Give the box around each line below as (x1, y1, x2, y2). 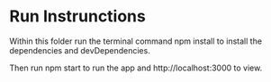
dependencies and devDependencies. (9, 45, 150, 55)
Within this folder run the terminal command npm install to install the (9, 36, 263, 46)
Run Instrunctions (9, 6, 146, 27)
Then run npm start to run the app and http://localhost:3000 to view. (9, 62, 263, 73)
